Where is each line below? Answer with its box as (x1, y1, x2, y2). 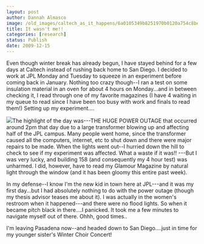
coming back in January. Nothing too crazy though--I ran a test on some (6, 78, 188, 86)
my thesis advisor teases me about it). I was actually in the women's (6, 193, 177, 200)
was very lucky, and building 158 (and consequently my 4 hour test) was (6, 155, 188, 163)
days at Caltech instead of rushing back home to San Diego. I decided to (6, 66, 188, 73)
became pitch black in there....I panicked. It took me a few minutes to (6, 206, 179, 213)
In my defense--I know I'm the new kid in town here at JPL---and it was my (6, 180, 194, 188)
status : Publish (6, 37, 47, 43)
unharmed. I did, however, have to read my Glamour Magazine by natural (6, 162, 188, 169)
